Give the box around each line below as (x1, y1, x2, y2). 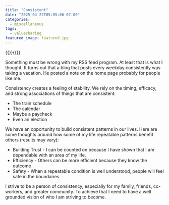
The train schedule (12, 100, 52, 106)
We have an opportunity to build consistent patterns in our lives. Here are (5, 126, 157, 132)
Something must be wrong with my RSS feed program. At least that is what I (5, 59, 163, 65)
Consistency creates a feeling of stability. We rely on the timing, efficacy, (5, 85, 157, 91)
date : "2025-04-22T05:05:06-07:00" (5, 12, 80, 17)
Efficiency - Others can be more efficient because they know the (12, 157, 147, 163)
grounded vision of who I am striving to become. (5, 194, 106, 200)
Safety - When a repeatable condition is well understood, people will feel (12, 168, 164, 174)
